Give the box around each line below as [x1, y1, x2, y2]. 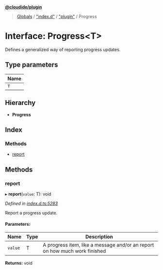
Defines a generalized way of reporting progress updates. [5, 46, 121, 53]
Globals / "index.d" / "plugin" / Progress [16, 14, 97, 19]
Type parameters [5, 61, 58, 69]
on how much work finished [43, 248, 106, 254]
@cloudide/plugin [5, 4, 42, 10]
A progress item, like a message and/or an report [43, 242, 154, 249]
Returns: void [5, 260, 33, 266]
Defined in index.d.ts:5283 [5, 200, 58, 206]
